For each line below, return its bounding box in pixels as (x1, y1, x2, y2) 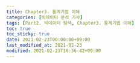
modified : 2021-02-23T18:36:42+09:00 (6, 48, 101, 54)
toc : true (6, 25, 31, 32)
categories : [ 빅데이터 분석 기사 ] (6, 14, 83, 20)
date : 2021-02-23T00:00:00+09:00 (6, 37, 91, 43)
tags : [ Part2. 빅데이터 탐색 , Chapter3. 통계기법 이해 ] (6, 20, 135, 26)
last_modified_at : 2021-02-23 (6, 43, 83, 49)
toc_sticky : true (6, 31, 50, 37)
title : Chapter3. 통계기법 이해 (6, 8, 80, 15)
